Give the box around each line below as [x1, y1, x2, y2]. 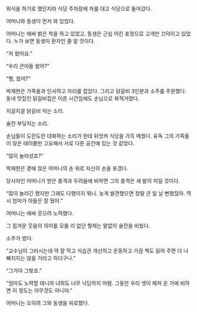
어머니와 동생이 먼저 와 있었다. [6, 18, 75, 25]
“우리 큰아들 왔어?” [6, 62, 50, 69]
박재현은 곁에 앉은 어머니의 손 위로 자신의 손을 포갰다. [6, 165, 128, 172]
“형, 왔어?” [6, 75, 31, 82]
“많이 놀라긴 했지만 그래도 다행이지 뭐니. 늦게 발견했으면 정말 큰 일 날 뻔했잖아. [6, 190, 185, 197]
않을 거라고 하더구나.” [26, 255, 76, 261]
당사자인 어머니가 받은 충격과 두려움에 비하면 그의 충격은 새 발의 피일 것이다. [6, 177, 181, 184]
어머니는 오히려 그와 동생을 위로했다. [6, 300, 89, 306]
